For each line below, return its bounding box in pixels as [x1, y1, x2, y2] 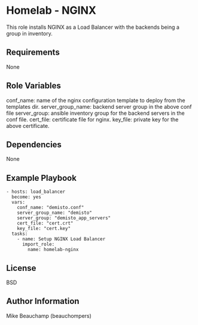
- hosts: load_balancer [6, 189, 66, 195]
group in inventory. [6, 29, 53, 37]
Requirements [6, 47, 60, 58]
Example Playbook [6, 172, 77, 183]
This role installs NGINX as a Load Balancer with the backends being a [6, 23, 179, 31]
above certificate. [6, 122, 50, 129]
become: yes [11, 194, 42, 200]
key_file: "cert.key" [17, 226, 71, 232]
